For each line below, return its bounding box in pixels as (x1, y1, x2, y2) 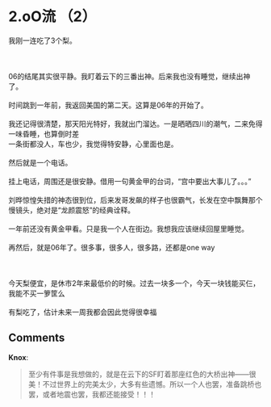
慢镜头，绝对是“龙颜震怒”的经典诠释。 (8, 205, 135, 215)
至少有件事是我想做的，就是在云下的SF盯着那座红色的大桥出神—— (27, 369, 250, 379)
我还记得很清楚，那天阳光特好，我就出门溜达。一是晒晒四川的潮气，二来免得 (8, 119, 263, 128)
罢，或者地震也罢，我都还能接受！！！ (27, 389, 156, 399)
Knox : (8, 352, 29, 362)
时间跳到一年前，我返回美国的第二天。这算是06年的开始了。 (8, 100, 208, 110)
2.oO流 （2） (8, 7, 97, 26)
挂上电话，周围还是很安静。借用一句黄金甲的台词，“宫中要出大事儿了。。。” (8, 176, 252, 186)
